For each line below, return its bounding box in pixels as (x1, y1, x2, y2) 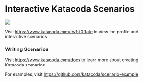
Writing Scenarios (5, 46, 48, 52)
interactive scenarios (5, 33, 47, 39)
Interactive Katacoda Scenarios (5, 3, 135, 15)
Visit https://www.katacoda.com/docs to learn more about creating (5, 57, 139, 63)
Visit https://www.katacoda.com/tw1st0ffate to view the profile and (5, 28, 139, 34)
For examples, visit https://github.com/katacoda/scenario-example (5, 71, 138, 77)
